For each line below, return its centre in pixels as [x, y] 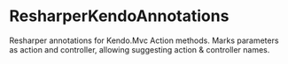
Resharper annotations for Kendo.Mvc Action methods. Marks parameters [144, 40]
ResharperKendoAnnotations [119, 16]
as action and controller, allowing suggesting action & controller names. [140, 49]
